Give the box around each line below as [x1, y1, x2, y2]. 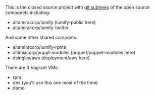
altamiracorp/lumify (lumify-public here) [12, 20, 96, 25]
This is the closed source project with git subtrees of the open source [5, 5, 150, 10]
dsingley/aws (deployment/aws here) [12, 55, 90, 61]
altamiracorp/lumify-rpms [12, 44, 67, 50]
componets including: [5, 10, 50, 16]
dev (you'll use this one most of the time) [12, 80, 98, 85]
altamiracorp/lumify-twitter [12, 25, 69, 31]
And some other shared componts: [5, 35, 78, 40]
